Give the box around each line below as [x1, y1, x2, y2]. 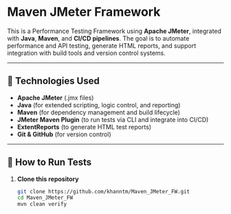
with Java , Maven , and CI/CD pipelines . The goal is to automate [7, 34, 190, 42]
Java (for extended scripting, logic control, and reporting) [16, 100, 181, 109]
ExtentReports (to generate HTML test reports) [16, 122, 152, 131]
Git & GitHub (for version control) [16, 130, 111, 138]
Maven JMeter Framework [7, 4, 161, 20]
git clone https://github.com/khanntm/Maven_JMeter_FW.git [16, 188, 190, 195]
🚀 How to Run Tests [7, 156, 92, 169]
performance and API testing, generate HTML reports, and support [7, 41, 197, 50]
